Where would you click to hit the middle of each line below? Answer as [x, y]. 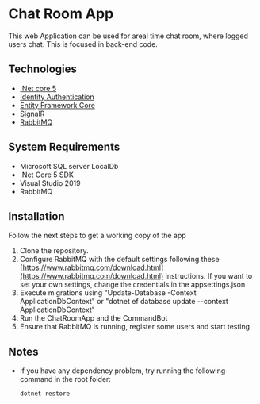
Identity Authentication [57, 97]
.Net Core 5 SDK [46, 175]
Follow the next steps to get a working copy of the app [97, 236]
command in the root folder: [65, 379]
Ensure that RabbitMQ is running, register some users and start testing [135, 327]
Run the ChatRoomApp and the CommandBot [94, 318]
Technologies [43, 69]
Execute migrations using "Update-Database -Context [108, 293]
